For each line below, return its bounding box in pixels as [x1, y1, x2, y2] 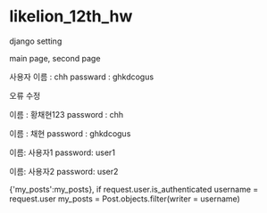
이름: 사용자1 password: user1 [9, 147, 116, 158]
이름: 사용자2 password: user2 [9, 166, 119, 176]
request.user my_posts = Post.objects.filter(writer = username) [9, 193, 241, 204]
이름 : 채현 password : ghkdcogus [9, 127, 131, 139]
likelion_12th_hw [9, 6, 133, 27]
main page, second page [9, 53, 101, 63]
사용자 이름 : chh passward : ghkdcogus [9, 71, 154, 82]
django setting [9, 36, 63, 46]
